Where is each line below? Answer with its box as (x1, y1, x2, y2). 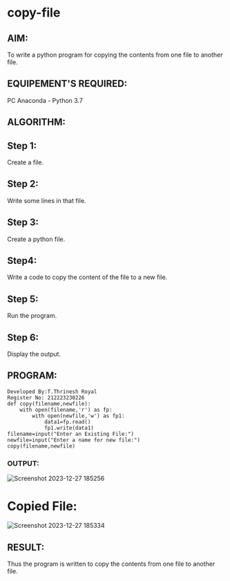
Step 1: (7, 140, 37, 151)
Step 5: (7, 293, 39, 305)
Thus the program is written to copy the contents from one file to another (7, 560, 215, 568)
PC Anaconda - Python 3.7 (7, 96, 83, 104)
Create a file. (7, 158, 44, 166)
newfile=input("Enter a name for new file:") (7, 437, 140, 444)
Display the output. (7, 350, 61, 359)
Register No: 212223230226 (7, 394, 85, 401)
